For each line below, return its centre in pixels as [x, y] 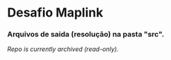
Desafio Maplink [55, 13]
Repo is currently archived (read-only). [63, 49]
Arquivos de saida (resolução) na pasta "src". [86, 34]
